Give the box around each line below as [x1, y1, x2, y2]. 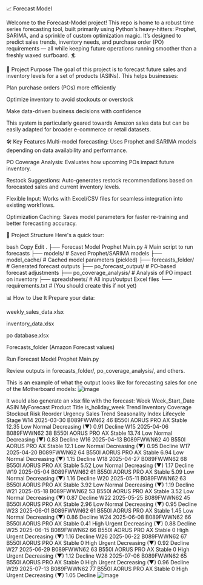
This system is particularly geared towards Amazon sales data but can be [6, 119, 190, 126]
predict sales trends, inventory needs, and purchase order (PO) [6, 38, 164, 46]
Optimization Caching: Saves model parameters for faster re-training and [6, 213, 188, 220]
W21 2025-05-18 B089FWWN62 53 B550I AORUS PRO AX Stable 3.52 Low [6, 488, 194, 494]
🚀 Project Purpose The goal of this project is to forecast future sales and [6, 66, 187, 73]
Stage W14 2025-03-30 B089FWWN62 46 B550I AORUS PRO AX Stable [6, 417, 188, 424]
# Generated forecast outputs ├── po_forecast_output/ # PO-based [6, 263, 176, 269]
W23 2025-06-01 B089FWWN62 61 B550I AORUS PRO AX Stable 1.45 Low [6, 507, 194, 514]
